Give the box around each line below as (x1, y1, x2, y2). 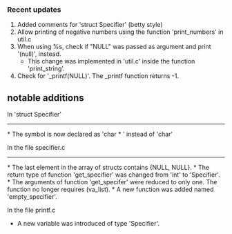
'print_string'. (27, 64, 66, 73)
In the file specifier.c (7, 144, 66, 152)
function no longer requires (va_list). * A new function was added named (7, 185, 214, 194)
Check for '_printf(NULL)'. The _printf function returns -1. (17, 72, 180, 80)
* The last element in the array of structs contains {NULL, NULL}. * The (7, 164, 209, 172)
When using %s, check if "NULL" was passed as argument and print (17, 43, 211, 51)
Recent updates (7, 5, 61, 14)
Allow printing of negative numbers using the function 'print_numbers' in (17, 28, 224, 36)
